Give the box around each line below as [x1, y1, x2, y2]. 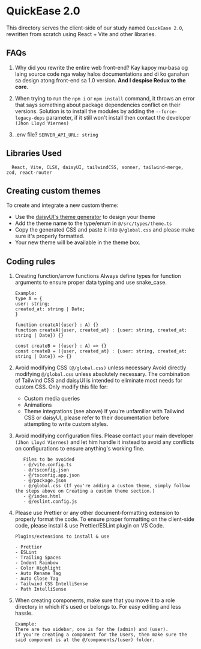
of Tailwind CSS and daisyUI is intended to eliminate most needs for [14, 377, 183, 384]
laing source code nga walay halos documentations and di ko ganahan [14, 70, 190, 78]
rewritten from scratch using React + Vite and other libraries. [6, 30, 156, 37]
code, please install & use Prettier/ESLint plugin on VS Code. [14, 522, 164, 529]
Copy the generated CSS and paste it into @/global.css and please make [14, 226, 195, 233]
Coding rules [6, 256, 56, 266]
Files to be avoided [23, 457, 75, 463]
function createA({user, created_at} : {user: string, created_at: [14, 327, 187, 333]
